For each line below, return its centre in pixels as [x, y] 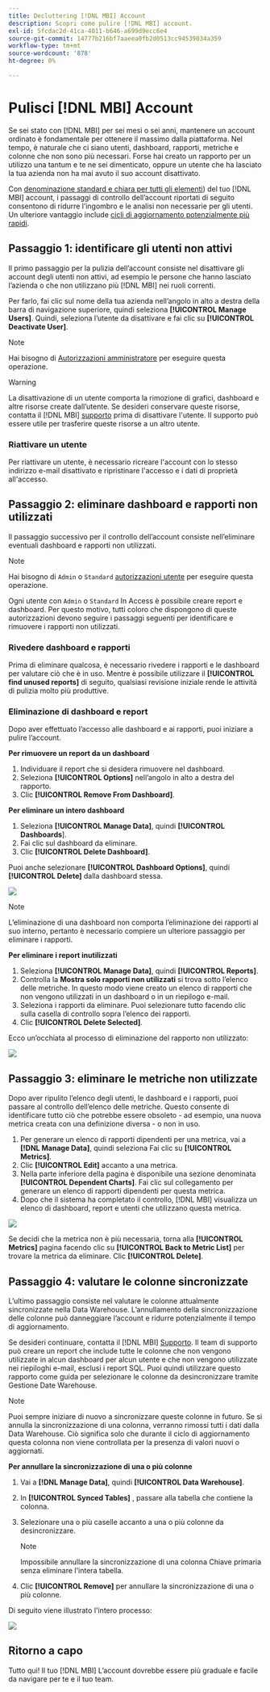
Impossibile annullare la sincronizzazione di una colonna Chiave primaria [141, 1562]
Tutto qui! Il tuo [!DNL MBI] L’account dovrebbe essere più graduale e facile [133, 1670]
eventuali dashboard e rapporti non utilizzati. [83, 545]
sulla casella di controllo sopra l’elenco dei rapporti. [105, 1014]
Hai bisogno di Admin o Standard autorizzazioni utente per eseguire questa [131, 576]
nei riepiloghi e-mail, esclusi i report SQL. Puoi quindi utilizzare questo [125, 1368]
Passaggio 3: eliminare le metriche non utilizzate [133, 1079]
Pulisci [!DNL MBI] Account [101, 108]
